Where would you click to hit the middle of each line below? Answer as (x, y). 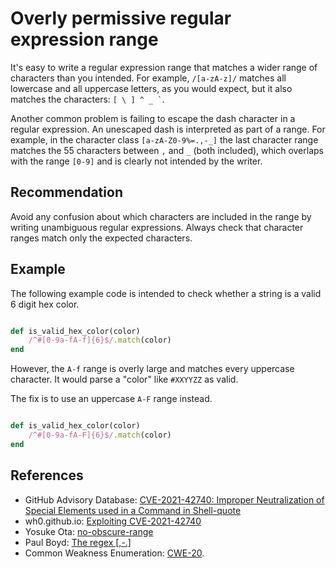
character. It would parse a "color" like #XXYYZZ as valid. (124, 379)
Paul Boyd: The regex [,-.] (78, 542)
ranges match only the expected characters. (101, 238)
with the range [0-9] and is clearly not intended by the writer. (136, 161)
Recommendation (66, 192)
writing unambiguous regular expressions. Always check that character (157, 227)
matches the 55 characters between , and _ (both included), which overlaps (167, 150)
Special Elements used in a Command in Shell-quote (133, 510)
